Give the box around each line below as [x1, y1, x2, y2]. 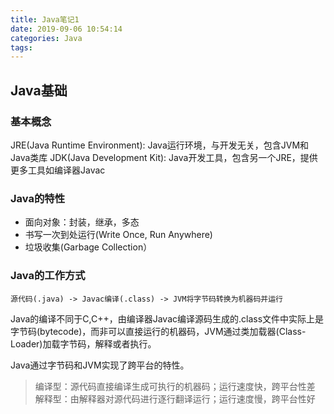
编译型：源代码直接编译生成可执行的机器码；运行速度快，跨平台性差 [34, 380, 316, 392]
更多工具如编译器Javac [10, 164, 106, 176]
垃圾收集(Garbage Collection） [24, 241, 153, 253]
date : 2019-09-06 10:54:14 [10, 24, 123, 34]
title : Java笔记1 [10, 14, 80, 25]
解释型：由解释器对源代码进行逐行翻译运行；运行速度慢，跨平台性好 [34, 392, 316, 405]
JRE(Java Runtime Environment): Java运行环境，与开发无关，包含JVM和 [10, 139, 310, 151]
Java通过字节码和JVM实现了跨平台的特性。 [10, 359, 190, 371]
